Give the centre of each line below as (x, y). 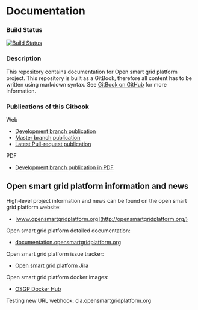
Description (24, 58)
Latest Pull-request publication (53, 144)
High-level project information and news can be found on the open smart (97, 200)
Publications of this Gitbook (48, 107)
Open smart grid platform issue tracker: (55, 253)
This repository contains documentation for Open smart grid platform (92, 72)
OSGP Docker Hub (38, 289)
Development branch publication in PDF (64, 167)
